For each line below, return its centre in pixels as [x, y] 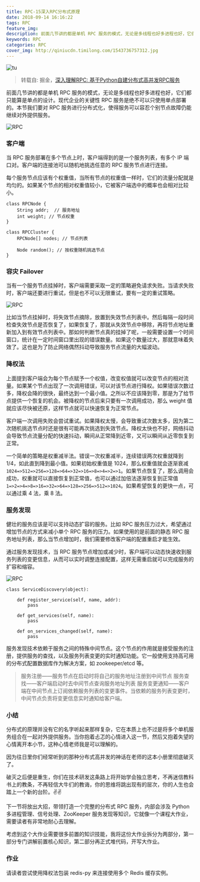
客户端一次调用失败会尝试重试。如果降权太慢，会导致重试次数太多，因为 [95, 421]
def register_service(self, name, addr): [69, 600]
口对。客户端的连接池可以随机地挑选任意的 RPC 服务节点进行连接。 [89, 165]
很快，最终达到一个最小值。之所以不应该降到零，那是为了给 [115, 393]
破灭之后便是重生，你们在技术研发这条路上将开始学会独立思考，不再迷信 [95, 777]
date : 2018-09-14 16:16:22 [40, 17]
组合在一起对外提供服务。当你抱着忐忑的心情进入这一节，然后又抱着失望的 [102, 737]
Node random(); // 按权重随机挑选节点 [61, 250]
